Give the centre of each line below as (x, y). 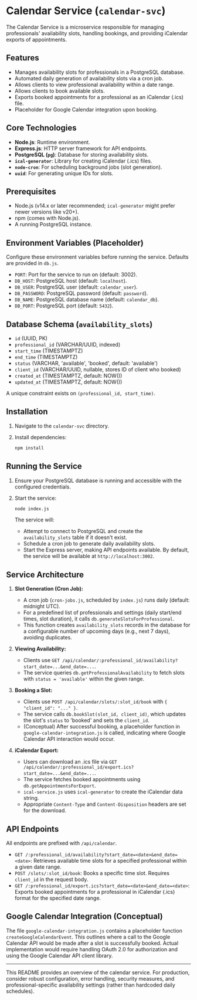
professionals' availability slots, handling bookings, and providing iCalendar (97, 33)
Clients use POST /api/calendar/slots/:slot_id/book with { (95, 701)
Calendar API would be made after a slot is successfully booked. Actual (92, 943)
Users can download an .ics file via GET (70, 762)
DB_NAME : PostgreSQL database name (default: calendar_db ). (87, 300)
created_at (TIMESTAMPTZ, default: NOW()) (68, 376)
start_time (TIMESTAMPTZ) (49, 351)
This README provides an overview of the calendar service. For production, (98, 972)
